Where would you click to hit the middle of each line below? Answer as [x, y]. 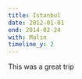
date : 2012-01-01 [36, 23]
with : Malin [27, 37]
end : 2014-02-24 [34, 30]
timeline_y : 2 [31, 45]
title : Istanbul [34, 15]
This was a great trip [41, 66]
